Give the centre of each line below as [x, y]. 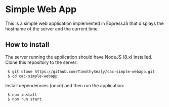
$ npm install [22, 95]
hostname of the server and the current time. [52, 28]
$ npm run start [25, 99]
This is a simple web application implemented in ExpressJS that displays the [85, 23]
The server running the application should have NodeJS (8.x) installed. [79, 57]
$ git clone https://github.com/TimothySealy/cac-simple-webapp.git [81, 72]
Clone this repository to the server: [41, 62]
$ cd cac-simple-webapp [32, 76]
